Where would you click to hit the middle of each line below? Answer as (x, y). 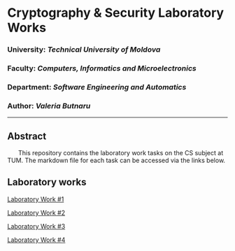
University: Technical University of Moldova (84, 50)
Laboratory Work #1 (36, 199)
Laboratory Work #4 (36, 240)
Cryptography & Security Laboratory (116, 13)
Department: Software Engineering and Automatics (97, 87)
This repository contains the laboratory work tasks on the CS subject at (121, 153)
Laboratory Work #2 (36, 213)
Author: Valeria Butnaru (49, 106)
